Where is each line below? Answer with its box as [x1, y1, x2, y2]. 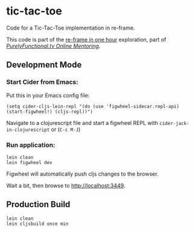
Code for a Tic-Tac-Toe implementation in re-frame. [6, 24, 135, 31]
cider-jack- [159, 120, 190, 126]
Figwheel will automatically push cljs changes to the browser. [6, 170, 159, 177]
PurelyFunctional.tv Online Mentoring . [6, 42, 101, 49]
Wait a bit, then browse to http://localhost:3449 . [6, 182, 126, 189]
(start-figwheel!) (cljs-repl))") [6, 109, 94, 115]
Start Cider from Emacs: [6, 78, 78, 86]
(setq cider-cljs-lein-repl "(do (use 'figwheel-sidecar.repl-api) [6, 103, 180, 109]
